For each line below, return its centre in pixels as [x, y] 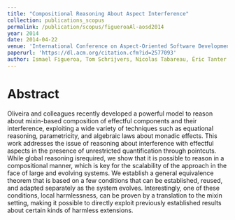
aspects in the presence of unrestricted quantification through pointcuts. [112, 151]
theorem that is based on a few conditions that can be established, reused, [115, 180]
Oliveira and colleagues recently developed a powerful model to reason [110, 114]
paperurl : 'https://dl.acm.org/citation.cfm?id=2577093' [92, 53]
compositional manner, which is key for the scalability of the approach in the [117, 165]
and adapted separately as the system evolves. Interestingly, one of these [114, 188]
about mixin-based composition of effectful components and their [102, 121]
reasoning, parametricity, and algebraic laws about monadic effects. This [113, 136]
